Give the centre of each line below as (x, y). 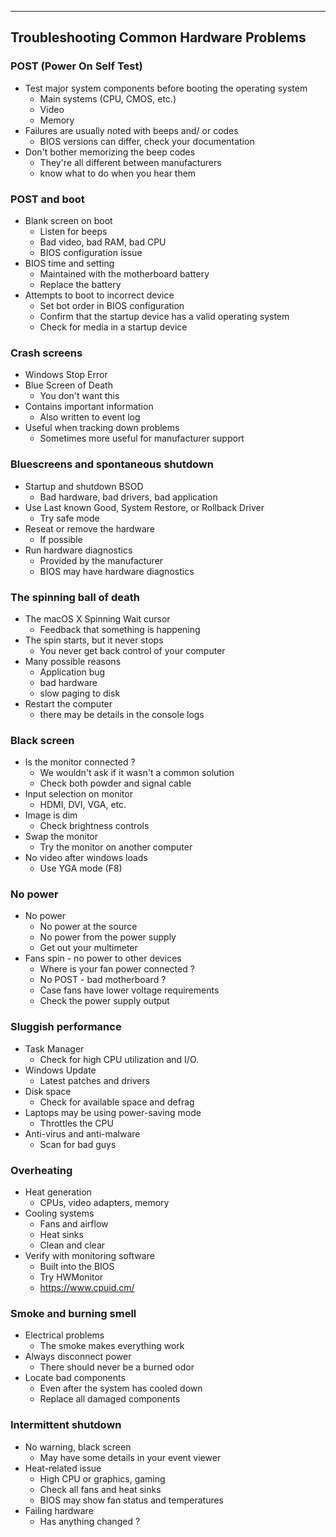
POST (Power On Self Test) (76, 66)
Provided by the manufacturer (101, 560)
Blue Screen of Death (68, 385)
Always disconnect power (78, 1357)
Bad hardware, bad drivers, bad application (128, 497)
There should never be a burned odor (117, 1367)
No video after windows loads (86, 858)
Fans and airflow (74, 1224)
